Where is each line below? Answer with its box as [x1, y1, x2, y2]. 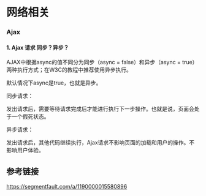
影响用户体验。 [6, 146, 44, 154]
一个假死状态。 [11, 113, 50, 120]
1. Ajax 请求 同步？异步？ [6, 43, 69, 51]
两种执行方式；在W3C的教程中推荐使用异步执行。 [6, 66, 132, 73]
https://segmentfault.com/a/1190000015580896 [6, 183, 128, 190]
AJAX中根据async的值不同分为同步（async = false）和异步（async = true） [6, 59, 198, 66]
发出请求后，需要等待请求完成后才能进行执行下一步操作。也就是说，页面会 [6, 105, 194, 113]
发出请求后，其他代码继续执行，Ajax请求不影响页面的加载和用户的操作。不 [6, 139, 195, 146]
